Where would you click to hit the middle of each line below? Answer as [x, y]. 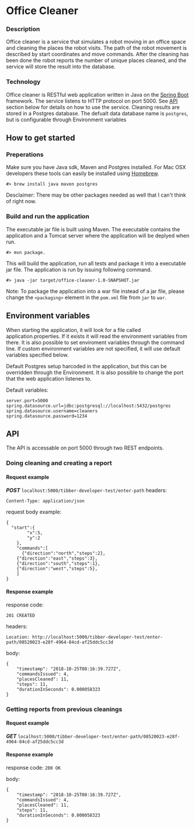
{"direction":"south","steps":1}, [58, 563]
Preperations [25, 155]
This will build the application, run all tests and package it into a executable [96, 263]
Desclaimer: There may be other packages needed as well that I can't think [96, 195]
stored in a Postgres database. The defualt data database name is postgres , [97, 113]
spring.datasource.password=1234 [47, 416]
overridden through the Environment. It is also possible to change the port [95, 372]
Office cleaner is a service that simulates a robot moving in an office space [96, 42]
